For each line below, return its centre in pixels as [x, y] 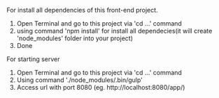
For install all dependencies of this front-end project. [82, 10]
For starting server [33, 59]
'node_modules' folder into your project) [75, 38]
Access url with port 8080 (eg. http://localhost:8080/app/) [101, 87]
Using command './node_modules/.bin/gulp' [79, 80]
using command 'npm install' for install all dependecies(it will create [114, 31]
